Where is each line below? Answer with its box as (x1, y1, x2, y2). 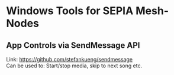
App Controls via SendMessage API (6, 40, 140, 50)
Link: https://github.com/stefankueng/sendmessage (6, 56, 133, 63)
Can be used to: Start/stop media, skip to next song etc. (6, 62, 143, 69)
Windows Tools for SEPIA (6, 4, 134, 18)
